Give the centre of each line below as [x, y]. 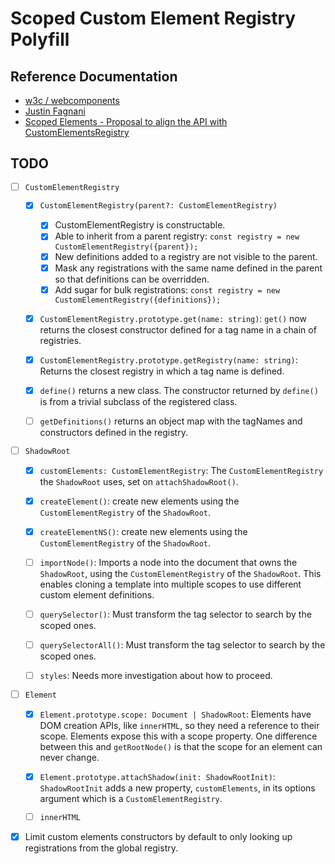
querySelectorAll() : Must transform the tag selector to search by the [182, 645]
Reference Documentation [94, 76]
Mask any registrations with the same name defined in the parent [188, 268]
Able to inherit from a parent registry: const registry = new [177, 236]
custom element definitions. [97, 595]
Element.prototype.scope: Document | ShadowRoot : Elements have [175, 714]
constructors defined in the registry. [113, 432]
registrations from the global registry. [101, 848]
